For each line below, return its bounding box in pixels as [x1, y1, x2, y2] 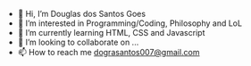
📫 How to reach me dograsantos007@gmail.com [17, 47, 200, 57]
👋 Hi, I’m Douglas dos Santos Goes [17, 9, 146, 19]
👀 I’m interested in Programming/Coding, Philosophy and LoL [17, 18, 243, 29]
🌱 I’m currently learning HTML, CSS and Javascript [17, 28, 205, 37]
